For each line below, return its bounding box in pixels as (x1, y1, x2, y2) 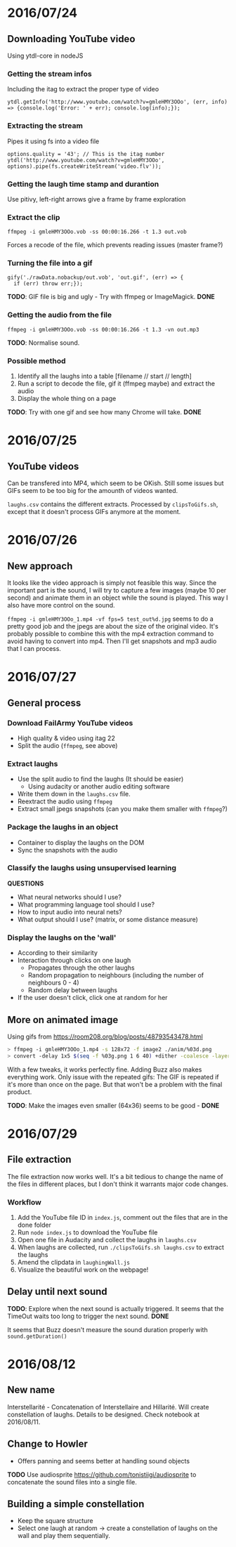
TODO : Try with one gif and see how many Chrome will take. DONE (7, 408, 202, 416)
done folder (17, 1220, 51, 1229)
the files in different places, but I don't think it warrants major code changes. (7, 1180, 228, 1188)
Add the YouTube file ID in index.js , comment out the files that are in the (17, 1213, 228, 1221)
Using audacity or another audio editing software (27, 782, 170, 791)
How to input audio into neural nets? (17, 907, 123, 916)
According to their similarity (17, 949, 98, 957)
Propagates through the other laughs (27, 963, 135, 972)
